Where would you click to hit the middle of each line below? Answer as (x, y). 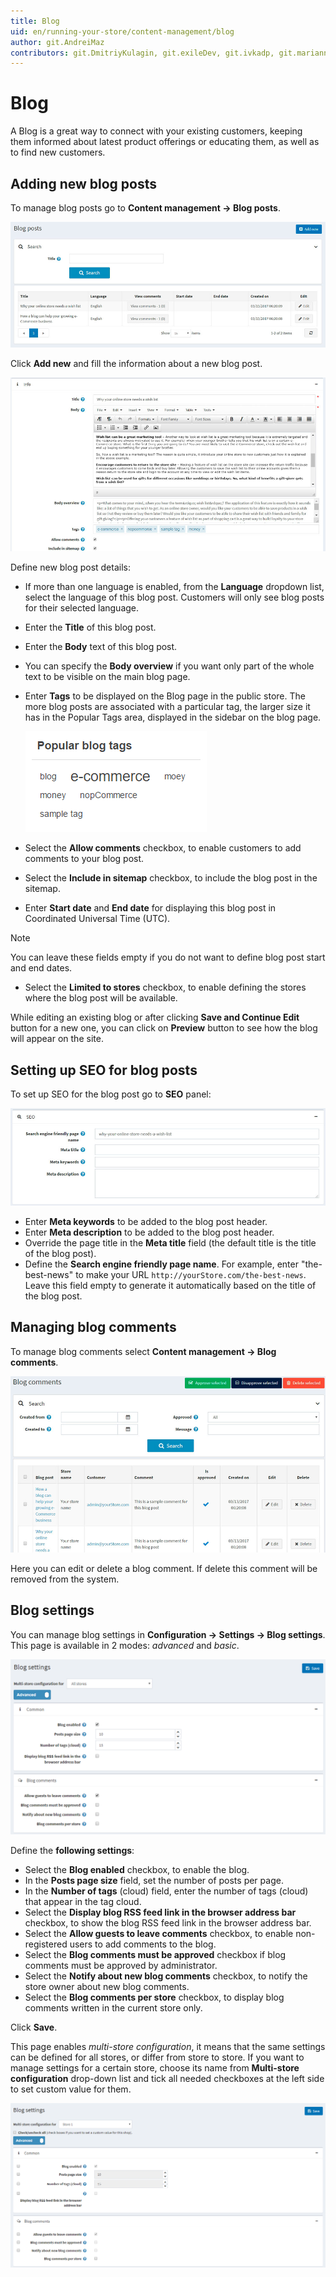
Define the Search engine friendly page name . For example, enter (161, 1264)
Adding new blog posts (84, 183)
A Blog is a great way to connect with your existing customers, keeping (156, 131)
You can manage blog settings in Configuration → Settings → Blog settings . (168, 1634)
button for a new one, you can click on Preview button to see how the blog (164, 1028)
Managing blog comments (93, 1327)
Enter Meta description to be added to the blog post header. (149, 1232)
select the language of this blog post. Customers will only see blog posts (174, 597)
